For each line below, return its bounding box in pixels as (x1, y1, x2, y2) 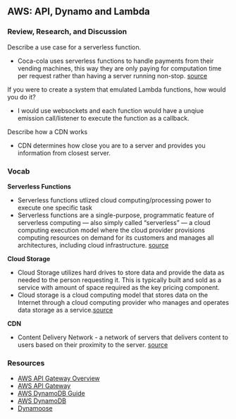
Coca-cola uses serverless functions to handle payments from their (17, 56, 214, 65)
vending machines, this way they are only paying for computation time (17, 63, 222, 73)
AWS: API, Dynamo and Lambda (7, 6, 150, 18)
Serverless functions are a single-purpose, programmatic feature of (17, 211, 215, 219)
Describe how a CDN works (7, 127, 88, 136)
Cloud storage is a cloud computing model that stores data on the (17, 291, 209, 299)
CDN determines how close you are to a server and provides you (17, 141, 206, 150)
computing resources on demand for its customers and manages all (17, 233, 214, 242)
